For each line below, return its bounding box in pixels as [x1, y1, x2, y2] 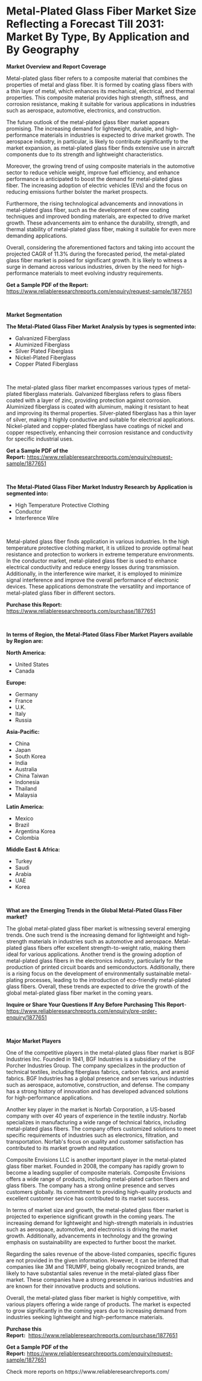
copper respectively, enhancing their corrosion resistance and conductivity [6, 429, 193, 436]
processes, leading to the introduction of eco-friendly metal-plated [24, 976, 191, 983]
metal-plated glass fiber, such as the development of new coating [6, 206, 170, 213]
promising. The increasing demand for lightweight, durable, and [6, 125, 165, 132]
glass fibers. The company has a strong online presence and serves [6, 1182, 175, 1189]
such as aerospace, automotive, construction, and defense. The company [6, 1081, 190, 1088]
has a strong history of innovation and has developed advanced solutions [6, 1087, 189, 1095]
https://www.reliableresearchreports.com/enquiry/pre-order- [6, 1007, 157, 1015]
